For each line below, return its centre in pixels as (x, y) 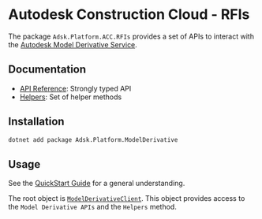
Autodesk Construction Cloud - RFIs (129, 15)
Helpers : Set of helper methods (71, 97)
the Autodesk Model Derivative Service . (73, 44)
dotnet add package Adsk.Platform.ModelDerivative (93, 139)
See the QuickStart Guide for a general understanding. (97, 184)
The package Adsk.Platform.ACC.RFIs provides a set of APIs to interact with (131, 36)
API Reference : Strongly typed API (75, 88)
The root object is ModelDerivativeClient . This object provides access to (127, 199)
